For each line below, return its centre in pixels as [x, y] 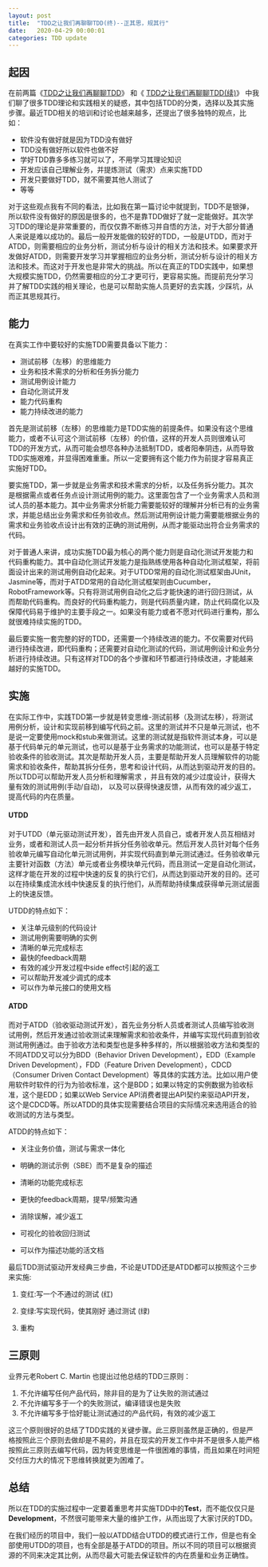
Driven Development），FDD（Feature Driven [82, 1065]
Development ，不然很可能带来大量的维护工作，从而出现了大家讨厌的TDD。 [133, 1518]
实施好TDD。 [30, 468]
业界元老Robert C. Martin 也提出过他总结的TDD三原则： [100, 1376]
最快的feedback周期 [53, 957]
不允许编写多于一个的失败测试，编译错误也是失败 [100, 1403]
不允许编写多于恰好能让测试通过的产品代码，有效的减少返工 [118, 1413]
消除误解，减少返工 [51, 1216]
